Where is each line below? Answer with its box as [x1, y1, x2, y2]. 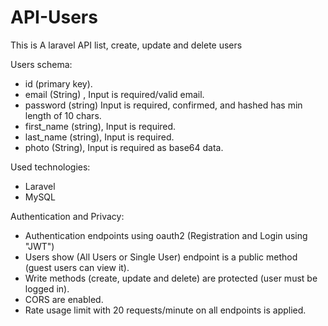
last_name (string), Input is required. [24, 131, 175, 143]
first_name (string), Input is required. [24, 120, 177, 132]
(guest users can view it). [24, 261, 130, 273]
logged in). [24, 282, 70, 295]
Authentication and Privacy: [10, 210, 125, 222]
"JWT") [24, 240, 55, 252]
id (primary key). [24, 77, 93, 90]
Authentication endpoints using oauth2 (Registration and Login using [24, 229, 308, 241]
